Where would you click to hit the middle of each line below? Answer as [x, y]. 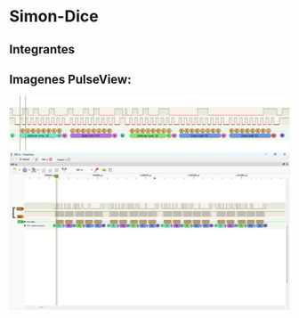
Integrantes [42, 49]
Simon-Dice [54, 16]
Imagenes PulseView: [70, 79]
